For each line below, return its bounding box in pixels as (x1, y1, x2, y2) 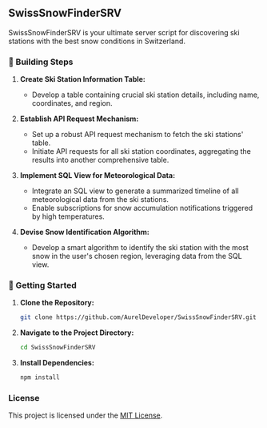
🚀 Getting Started (8, 280, 78, 291)
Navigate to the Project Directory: (19, 328, 134, 337)
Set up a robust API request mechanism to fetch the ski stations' (31, 130, 244, 139)
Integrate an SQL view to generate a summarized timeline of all (31, 186, 239, 196)
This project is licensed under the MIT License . (8, 410, 163, 420)
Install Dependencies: (19, 358, 94, 368)
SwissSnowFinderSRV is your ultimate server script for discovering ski (8, 27, 240, 37)
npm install (19, 373, 60, 382)
